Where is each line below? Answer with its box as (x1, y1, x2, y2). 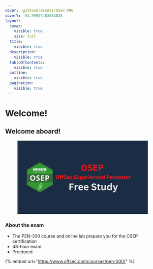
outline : (9, 70, 28, 75)
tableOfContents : (9, 60, 45, 65)
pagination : (9, 81, 34, 86)
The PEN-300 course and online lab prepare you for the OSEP (12, 233, 138, 239)
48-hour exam (12, 243, 42, 249)
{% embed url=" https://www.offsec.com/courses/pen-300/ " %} (5, 258, 135, 264)
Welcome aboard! (5, 127, 61, 135)
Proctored (12, 249, 33, 255)
